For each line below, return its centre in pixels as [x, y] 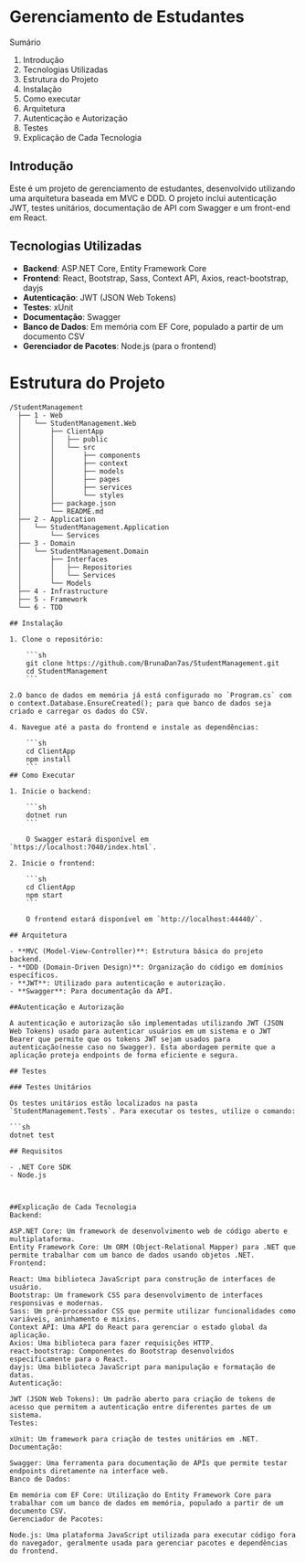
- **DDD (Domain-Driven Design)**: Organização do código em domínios [147, 967]
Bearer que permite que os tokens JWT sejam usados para [120, 1039]
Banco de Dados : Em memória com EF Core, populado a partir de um [153, 326]
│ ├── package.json [67, 503]
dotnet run [47, 815]
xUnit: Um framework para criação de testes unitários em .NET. [134, 1439]
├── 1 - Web [41, 415]
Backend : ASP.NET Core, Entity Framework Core [115, 268]
